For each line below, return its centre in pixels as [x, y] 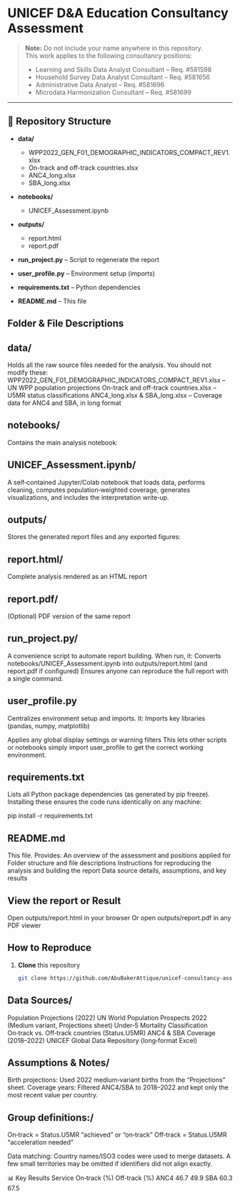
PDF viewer [24, 925]
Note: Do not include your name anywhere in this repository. [114, 48]
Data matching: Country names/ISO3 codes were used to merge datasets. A [119, 1156]
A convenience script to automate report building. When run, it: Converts [114, 655]
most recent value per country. [53, 1095]
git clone [32, 978]
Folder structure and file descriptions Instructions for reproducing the [110, 863]
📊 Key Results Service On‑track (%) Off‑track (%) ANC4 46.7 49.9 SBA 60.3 [120, 1178]
